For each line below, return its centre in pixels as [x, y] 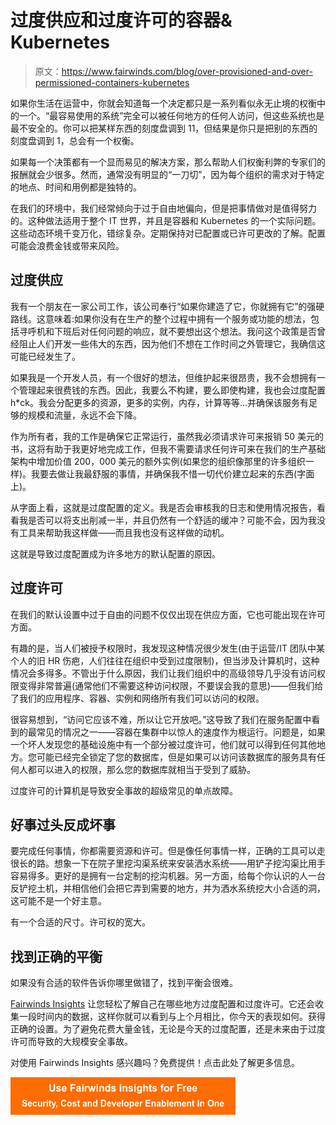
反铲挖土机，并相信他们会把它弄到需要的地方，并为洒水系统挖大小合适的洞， [168, 888]
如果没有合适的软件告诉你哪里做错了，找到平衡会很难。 [124, 983]
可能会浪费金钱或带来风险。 [67, 245]
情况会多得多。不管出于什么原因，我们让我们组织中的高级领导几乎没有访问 [163, 673]
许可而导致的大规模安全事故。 [71, 1042]
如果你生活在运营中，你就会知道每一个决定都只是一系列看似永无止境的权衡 [163, 103]
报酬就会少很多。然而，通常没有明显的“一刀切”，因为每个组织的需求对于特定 [167, 174]
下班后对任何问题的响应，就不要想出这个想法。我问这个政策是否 [185, 331]
